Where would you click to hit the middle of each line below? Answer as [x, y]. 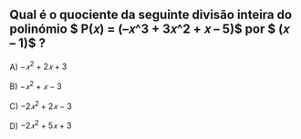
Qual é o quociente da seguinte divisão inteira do [151, 15]
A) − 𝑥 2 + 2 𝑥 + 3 [38, 65]
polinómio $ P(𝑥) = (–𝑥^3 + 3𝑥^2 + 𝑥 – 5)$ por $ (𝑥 [150, 30]
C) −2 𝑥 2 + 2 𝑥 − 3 [41, 105]
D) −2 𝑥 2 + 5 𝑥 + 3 [41, 124]
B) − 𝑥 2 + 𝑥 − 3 [36, 85]
